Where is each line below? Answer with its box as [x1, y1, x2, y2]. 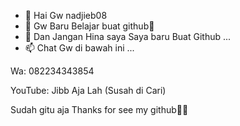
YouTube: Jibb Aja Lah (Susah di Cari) [10, 85, 167, 96]
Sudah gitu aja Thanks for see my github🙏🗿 [10, 104, 189, 115]
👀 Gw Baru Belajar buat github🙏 [24, 20, 155, 32]
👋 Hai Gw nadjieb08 [24, 10, 108, 21]
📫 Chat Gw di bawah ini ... [24, 42, 135, 54]
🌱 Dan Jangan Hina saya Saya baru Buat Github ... [24, 31, 232, 42]
